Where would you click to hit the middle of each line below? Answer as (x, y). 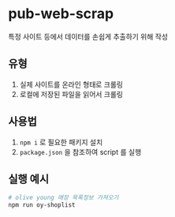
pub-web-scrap (61, 14)
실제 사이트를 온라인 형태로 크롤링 (71, 84)
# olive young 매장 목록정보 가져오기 (63, 198)
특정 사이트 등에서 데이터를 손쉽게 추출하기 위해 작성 (88, 36)
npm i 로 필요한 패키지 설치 (61, 142)
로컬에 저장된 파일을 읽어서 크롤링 (71, 94)
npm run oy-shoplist (42, 205)
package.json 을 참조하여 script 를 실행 (80, 152)
